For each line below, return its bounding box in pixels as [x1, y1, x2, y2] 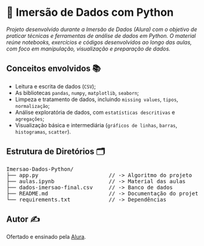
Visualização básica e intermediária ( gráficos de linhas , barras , [15, 121, 178, 128]
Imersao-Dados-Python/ [6, 166, 74, 172]
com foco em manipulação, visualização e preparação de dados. [6, 45, 171, 52]
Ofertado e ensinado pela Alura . [6, 233, 86, 241]
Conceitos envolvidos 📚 [6, 63, 101, 74]
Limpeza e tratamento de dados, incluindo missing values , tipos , [15, 96, 178, 103]
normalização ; [15, 102, 50, 109]
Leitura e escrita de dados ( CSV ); [15, 82, 96, 90]
